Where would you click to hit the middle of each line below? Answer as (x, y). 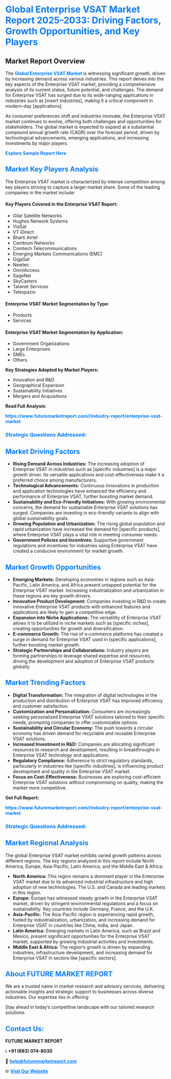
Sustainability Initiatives (38, 391)
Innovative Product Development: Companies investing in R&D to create (89, 601)
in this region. (27, 892)
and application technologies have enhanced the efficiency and (79, 491)
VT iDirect (23, 232)
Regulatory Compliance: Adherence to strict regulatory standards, (83, 761)
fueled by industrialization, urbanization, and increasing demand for (84, 920)
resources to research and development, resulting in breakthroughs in (86, 749)
